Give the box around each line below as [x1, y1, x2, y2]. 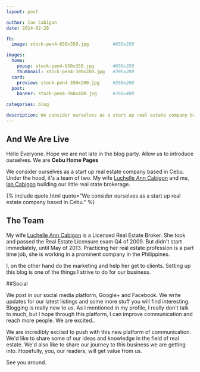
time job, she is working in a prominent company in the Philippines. [6, 251, 170, 258]
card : [11, 74, 26, 80]
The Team [6, 215, 45, 226]
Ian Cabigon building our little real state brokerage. [6, 180, 131, 187]
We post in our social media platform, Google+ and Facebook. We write [6, 291, 182, 298]
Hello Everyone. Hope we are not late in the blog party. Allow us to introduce [6, 150, 194, 157]
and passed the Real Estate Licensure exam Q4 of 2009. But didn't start [6, 237, 183, 245]
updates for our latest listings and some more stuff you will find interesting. [6, 298, 190, 305]
